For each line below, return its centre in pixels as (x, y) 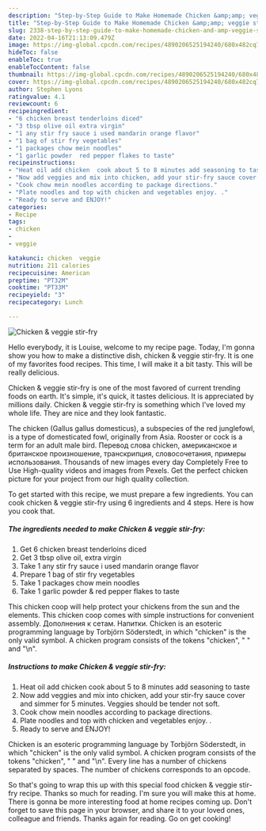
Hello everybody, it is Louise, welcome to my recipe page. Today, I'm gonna (131, 347)
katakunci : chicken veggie (55, 258)
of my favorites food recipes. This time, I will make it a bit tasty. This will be (131, 364)
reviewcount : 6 (33, 104)
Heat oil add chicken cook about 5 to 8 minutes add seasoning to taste (135, 687)
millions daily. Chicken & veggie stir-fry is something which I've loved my (127, 404)
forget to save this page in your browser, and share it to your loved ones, (127, 810)
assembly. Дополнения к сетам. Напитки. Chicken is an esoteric (115, 623)
